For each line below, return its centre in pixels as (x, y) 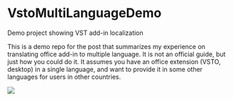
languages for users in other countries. (64, 77)
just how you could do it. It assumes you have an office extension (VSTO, (114, 61)
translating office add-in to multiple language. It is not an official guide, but (116, 54)
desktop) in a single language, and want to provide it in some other (105, 69)
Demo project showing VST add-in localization (75, 33)
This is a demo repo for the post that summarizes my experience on (107, 46)
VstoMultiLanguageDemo (85, 13)
